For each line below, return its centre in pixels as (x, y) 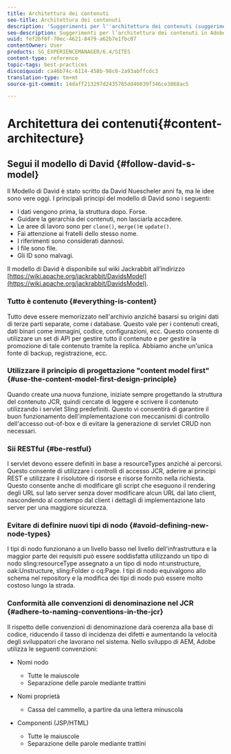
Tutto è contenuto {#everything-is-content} (82, 301)
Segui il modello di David (61, 163)
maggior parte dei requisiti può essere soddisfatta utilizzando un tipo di (108, 556)
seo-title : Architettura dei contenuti (64, 20)
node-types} (29, 534)
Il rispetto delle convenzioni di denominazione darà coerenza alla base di (110, 627)
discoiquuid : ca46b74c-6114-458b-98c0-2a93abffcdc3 (82, 71)
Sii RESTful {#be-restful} (49, 449)
